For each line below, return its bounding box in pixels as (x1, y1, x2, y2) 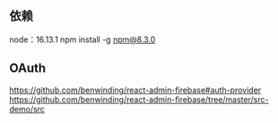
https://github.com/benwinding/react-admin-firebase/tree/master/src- (9, 93, 269, 105)
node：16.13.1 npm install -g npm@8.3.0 (9, 34, 156, 45)
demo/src (9, 103, 45, 114)
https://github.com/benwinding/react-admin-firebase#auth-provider (9, 84, 262, 95)
